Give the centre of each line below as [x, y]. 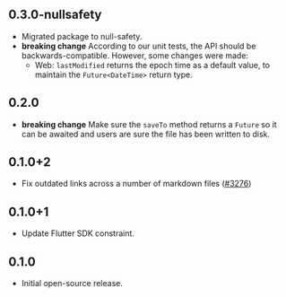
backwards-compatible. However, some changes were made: [134, 55]
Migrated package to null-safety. [82, 36]
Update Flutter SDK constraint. [78, 233]
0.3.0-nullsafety [55, 15]
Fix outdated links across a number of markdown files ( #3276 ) [136, 184]
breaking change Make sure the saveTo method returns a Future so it [149, 124]
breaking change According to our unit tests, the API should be [139, 46]
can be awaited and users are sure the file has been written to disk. [146, 134]
